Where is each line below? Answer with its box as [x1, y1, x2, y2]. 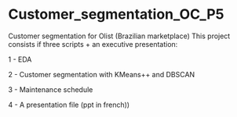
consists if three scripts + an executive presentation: [8, 39, 178, 48]
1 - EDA [8, 55, 32, 64]
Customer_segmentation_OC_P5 [8, 5, 224, 23]
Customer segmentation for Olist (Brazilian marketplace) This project [8, 31, 231, 41]
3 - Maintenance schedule [8, 84, 93, 94]
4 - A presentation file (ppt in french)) [8, 100, 130, 109]
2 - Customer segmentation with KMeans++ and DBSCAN [8, 69, 195, 79]
